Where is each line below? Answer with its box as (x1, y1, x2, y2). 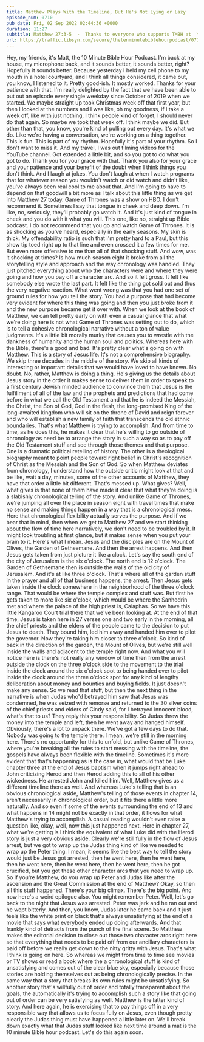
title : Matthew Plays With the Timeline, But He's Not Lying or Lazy (6, 9, 186, 15)
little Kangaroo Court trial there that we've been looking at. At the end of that (6, 609, 198, 616)
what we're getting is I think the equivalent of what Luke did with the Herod (6, 829, 194, 835)
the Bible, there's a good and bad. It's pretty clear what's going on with (6, 344, 184, 351)
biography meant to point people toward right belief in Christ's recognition (6, 454, 192, 461)
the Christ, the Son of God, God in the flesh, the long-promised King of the (6, 402, 193, 410)
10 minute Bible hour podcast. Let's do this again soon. (6, 1029, 144, 1036)
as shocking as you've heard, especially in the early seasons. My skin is (6, 228, 186, 235)
